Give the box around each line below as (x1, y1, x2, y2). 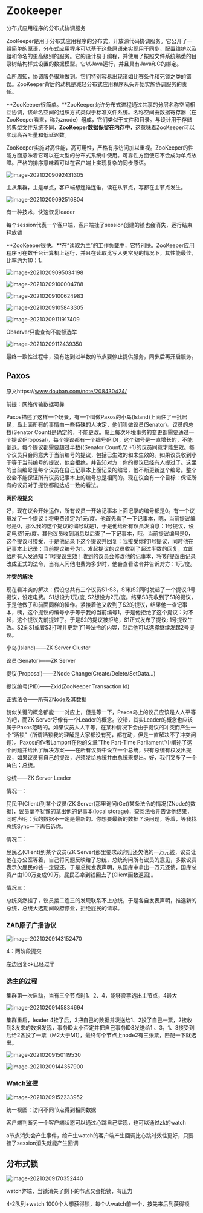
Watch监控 (6, 1079, 38, 1088)
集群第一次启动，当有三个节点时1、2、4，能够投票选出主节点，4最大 (6, 992, 178, 999)
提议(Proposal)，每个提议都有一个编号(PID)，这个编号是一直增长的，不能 (11, 436, 193, 443)
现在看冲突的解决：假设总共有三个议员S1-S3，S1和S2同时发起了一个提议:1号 (6, 585, 196, 593)
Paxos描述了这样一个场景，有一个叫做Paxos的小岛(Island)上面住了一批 (6, 413, 182, 421)
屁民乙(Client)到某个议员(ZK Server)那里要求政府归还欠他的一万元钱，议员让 (6, 848, 196, 855)
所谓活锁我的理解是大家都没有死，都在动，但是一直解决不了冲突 (32, 731, 192, 738)
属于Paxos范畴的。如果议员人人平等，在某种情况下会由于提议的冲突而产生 (6, 723, 191, 731)
